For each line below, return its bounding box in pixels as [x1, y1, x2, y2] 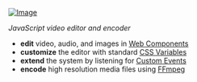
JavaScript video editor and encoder [8, 23, 131, 32]
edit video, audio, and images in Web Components [19, 39, 189, 48]
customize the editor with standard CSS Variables [19, 47, 187, 56]
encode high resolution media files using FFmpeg [19, 64, 186, 74]
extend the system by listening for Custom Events [19, 56, 187, 65]
